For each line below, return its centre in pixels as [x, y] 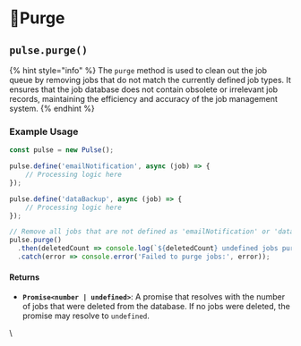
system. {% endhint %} [52, 108]
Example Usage [44, 131]
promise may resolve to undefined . [86, 316]
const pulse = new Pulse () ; [62, 150]
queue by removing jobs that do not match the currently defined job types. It [150, 80]
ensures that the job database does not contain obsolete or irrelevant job [144, 89]
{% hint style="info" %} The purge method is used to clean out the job [138, 70]
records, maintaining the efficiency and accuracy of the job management [143, 99]
